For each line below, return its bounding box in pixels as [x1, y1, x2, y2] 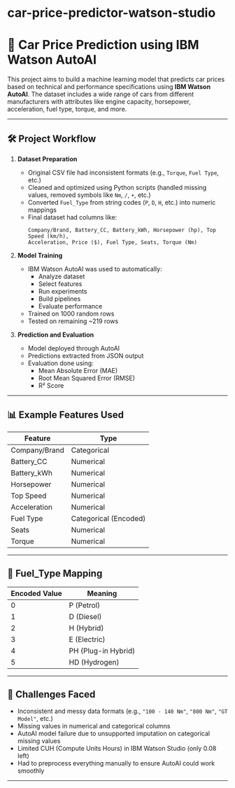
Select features [38, 279, 83, 288]
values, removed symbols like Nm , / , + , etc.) [27, 191, 152, 199]
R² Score [38, 381, 64, 390]
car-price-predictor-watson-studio [7, 5, 216, 21]
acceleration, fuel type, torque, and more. [7, 105, 127, 114]
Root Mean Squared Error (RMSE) [38, 374, 135, 382]
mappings [27, 205, 57, 214]
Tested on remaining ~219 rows [27, 317, 119, 325]
